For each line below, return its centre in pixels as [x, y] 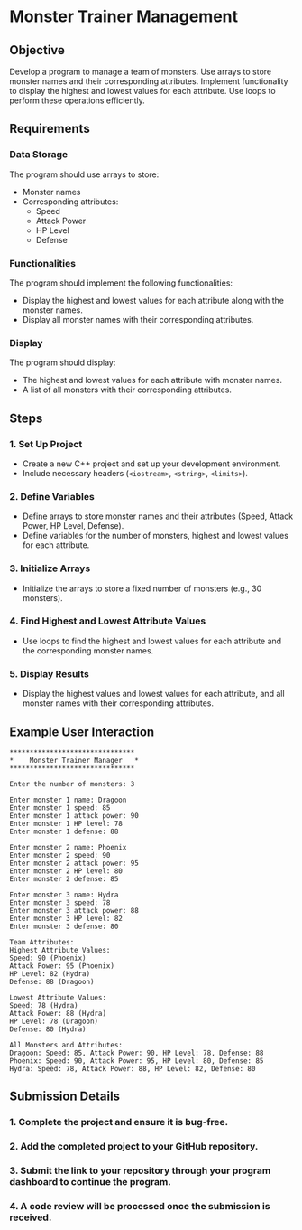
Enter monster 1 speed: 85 [60, 807]
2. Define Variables [52, 496]
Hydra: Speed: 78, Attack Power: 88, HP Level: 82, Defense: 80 [133, 1068]
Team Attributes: [42, 942]
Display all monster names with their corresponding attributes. [138, 319]
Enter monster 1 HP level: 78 [66, 823]
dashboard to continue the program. [90, 1182]
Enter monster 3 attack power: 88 [74, 910]
